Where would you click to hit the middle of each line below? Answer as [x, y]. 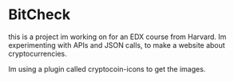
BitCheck [39, 15]
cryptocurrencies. [38, 53]
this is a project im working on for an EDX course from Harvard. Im [117, 37]
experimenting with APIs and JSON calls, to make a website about [117, 45]
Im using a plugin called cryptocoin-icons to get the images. [107, 68]
